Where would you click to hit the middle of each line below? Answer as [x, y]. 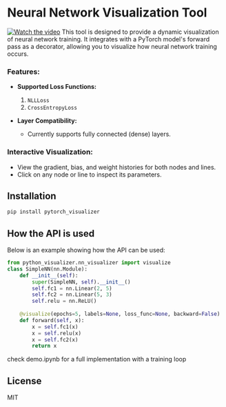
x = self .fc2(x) [55, 339]
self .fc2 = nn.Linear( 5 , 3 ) [72, 295]
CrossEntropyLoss [52, 108]
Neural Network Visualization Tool [107, 13]
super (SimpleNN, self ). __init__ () [81, 282]
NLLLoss [38, 101]
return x [44, 346]
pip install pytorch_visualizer [53, 212]
